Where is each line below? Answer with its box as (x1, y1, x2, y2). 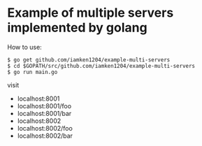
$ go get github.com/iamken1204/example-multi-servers (7, 56, 171, 64)
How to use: (7, 43, 42, 51)
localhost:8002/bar (17, 131, 73, 140)
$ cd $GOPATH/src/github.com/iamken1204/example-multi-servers (7, 62, 196, 69)
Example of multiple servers (7, 5, 174, 21)
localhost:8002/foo (17, 124, 73, 132)
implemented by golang (7, 20, 148, 36)
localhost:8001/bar (17, 109, 72, 117)
